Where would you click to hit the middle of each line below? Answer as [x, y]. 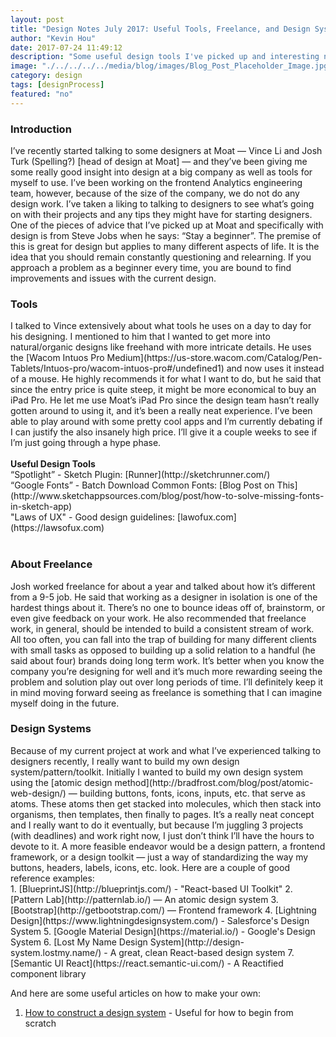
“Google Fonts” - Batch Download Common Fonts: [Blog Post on [142, 485]
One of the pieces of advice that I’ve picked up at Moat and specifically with [167, 225]
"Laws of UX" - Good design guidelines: [93, 517]
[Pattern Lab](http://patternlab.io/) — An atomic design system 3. [144, 899]
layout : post [37, 19]
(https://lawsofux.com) [57, 528]
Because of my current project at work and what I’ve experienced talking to [166, 750]
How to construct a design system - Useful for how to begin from [159, 1012]
